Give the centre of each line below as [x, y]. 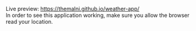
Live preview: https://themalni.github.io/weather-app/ [73, 9]
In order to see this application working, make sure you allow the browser [98, 15]
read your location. [29, 22]
